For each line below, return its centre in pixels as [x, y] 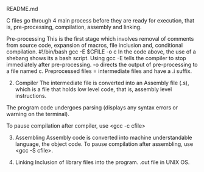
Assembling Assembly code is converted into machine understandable [104, 137]
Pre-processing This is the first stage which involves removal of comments [100, 39]
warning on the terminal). [38, 114]
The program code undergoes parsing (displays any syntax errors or [92, 108]
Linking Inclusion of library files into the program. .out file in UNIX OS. [102, 162]
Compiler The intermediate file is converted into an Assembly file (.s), [102, 83]
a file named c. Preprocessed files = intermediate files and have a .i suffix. [99, 71]
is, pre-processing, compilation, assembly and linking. [74, 27]
